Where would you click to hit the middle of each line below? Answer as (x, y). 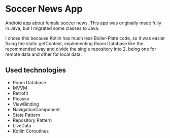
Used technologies (36, 70)
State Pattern (26, 115)
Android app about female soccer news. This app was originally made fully (83, 23)
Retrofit (20, 93)
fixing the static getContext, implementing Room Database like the (74, 43)
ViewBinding (26, 104)
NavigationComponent (36, 109)
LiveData (22, 125)
